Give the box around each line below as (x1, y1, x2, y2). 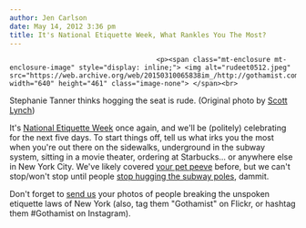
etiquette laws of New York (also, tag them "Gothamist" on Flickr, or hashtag (9, 198, 296, 210)
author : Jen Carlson (9, 13, 88, 23)
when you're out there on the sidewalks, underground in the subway (9, 142, 266, 153)
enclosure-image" (9, 63, 76, 73)
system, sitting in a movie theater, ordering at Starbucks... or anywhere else (9, 151, 293, 162)
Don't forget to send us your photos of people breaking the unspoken (9, 189, 270, 200)
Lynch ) (9, 105, 36, 116)
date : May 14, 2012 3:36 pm (9, 22, 117, 31)
